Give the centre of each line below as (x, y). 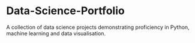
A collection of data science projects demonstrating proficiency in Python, (98, 27)
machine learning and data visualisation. (56, 33)
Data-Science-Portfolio (65, 11)
